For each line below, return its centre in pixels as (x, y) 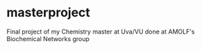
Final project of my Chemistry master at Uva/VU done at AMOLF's (101, 32)
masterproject (49, 13)
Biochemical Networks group (48, 38)
